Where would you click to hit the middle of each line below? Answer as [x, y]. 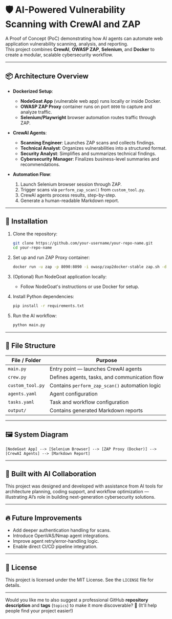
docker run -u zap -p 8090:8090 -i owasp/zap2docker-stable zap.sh [86, 267]
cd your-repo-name [32, 248]
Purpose [106, 360]
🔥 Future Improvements [44, 518]
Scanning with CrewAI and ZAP [73, 24]
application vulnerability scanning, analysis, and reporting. [67, 43]
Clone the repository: [35, 234]
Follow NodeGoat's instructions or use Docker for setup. [80, 286]
